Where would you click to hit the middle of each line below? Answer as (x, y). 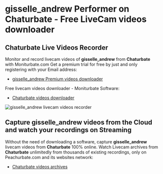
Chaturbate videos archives (40, 167)
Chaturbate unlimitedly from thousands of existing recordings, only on (76, 152)
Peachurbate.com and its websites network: (49, 157)
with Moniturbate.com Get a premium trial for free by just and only (71, 64)
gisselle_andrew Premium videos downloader (57, 79)
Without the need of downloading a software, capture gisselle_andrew (76, 141)
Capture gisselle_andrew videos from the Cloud (79, 122)
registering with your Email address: (41, 70)
